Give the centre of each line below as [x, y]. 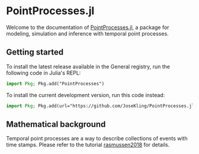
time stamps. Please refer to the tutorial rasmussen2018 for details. [88, 145]
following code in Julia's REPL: [44, 73]
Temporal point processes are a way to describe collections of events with [97, 139]
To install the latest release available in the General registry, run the [88, 66]
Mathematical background [56, 124]
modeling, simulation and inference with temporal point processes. [87, 33]
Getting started [35, 52]
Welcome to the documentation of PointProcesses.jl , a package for [88, 27]
